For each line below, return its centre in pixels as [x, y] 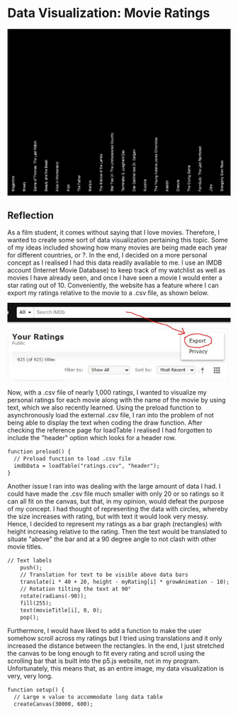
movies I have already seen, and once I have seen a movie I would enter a [115, 278]
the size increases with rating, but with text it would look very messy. [108, 516]
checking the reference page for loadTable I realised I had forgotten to [110, 430]
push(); [31, 568]
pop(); [30, 618]
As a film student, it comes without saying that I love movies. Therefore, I [113, 233]
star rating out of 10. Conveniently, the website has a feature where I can [113, 285]
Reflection [31, 215]
